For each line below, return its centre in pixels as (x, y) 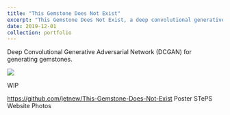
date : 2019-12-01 (32, 26)
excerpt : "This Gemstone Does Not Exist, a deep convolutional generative (116, 20)
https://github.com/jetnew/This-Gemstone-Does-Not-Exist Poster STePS (110, 99)
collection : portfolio (39, 33)
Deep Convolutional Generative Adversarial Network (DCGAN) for (99, 52)
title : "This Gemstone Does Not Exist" (64, 13)
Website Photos (29, 106)
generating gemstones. (40, 60)
